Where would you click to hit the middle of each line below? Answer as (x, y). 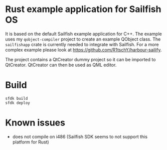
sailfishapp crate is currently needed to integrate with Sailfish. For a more (82, 44)
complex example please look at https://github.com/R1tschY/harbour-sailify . (83, 50)
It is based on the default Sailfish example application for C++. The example (83, 34)
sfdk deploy (18, 103)
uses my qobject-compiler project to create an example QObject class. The (83, 39)
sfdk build (17, 98)
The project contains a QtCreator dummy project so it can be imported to (80, 59)
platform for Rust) (31, 142)
